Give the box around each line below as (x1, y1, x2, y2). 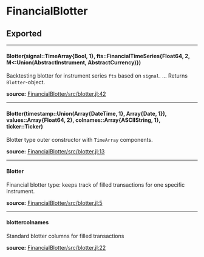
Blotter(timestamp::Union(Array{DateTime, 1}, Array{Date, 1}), (6, 110, 167, 117)
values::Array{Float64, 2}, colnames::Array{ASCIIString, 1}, (6, 116, 161, 124)
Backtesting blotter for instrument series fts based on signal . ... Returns (6, 72, 188, 79)
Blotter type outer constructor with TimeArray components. (6, 136, 153, 144)
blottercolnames (6, 219, 49, 226)
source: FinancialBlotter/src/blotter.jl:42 (6, 90, 106, 98)
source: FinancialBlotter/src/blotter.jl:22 (6, 244, 106, 251)
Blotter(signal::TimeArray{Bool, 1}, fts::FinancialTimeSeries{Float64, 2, (6, 52, 190, 59)
